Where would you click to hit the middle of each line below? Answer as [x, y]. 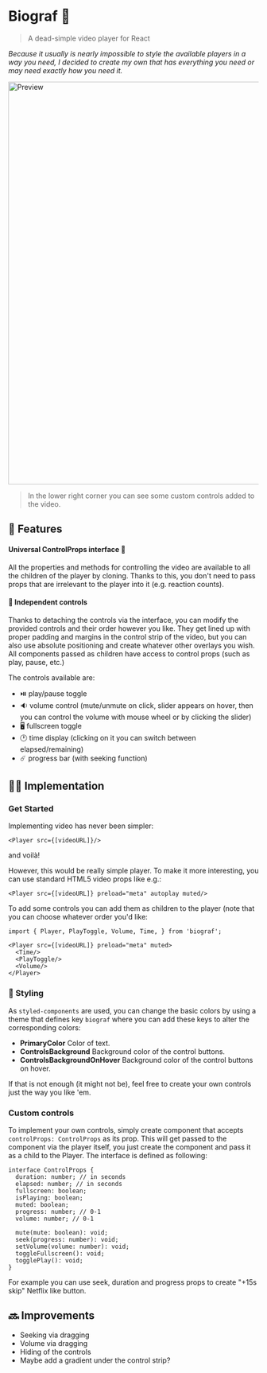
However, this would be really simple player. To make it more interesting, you [133, 871]
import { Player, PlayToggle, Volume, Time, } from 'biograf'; [115, 932]
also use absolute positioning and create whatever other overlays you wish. [132, 645]
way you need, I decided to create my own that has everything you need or [132, 62]
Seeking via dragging [54, 1335]
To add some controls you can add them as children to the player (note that [132, 908]
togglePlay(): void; [49, 1261]
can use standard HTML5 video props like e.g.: [85, 879]
